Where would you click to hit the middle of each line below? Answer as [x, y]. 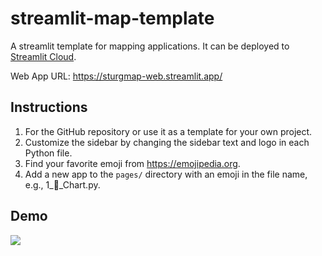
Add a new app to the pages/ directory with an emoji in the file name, [166, 174]
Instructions [49, 107]
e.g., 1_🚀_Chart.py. [62, 184]
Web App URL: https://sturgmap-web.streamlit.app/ [116, 76]
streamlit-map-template [112, 18]
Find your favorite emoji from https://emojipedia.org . [132, 163]
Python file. [48, 153]
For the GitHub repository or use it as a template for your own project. [168, 131]
